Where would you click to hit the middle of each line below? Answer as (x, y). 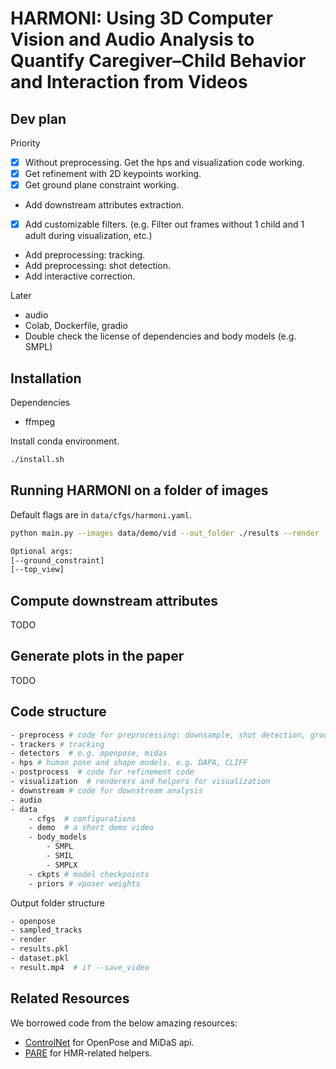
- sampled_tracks (46, 930)
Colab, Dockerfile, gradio (76, 326)
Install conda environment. (65, 441)
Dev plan (38, 118)
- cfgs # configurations (82, 818)
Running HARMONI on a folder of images (139, 490)
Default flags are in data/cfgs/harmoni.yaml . (101, 514)
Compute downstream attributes (114, 600)
